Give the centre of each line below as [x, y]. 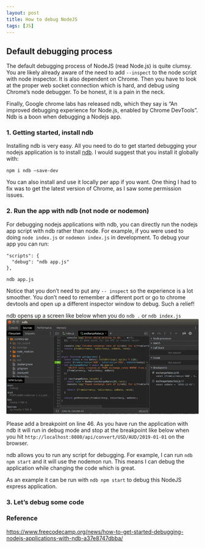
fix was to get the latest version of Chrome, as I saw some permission [94, 189]
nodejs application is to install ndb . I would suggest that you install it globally [103, 152]
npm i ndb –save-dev [33, 171]
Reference [22, 518]
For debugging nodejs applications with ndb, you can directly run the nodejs [102, 224]
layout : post [23, 13]
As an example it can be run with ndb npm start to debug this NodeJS [94, 480]
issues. [15, 195]
